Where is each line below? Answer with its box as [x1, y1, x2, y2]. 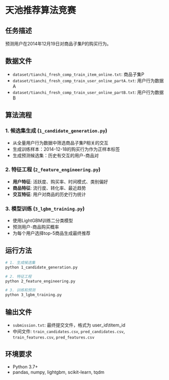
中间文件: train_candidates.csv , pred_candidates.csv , [12, 328, 125, 334]
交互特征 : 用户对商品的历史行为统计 [12, 191, 86, 197]
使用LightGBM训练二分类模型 [12, 218, 73, 224]
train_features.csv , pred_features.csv [12, 334, 95, 340]
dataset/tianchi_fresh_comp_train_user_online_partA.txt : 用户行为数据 [12, 77, 164, 83]
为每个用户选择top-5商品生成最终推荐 [12, 230, 91, 236]
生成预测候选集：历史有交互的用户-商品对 [12, 152, 99, 158]
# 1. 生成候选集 [5, 260, 36, 265]
